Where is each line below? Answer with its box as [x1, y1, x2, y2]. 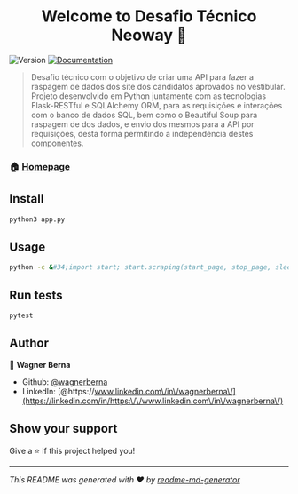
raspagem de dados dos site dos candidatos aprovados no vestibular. [30, 81, 286, 92]
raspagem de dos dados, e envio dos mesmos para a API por [30, 118, 255, 130]
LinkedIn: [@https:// [21, 386, 95, 396]
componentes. [30, 138, 84, 148]
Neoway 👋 [110, 25, 188, 45]
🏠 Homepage [9, 160, 71, 172]
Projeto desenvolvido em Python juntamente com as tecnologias [30, 91, 267, 101]
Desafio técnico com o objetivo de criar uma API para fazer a [30, 71, 255, 82]
